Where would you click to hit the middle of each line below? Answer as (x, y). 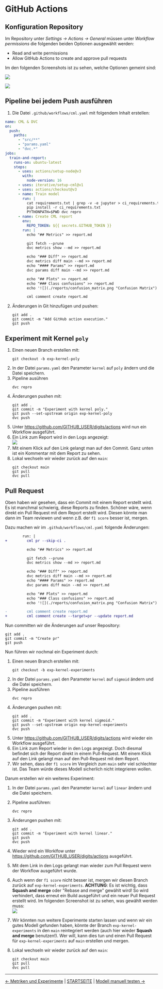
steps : (20, 167)
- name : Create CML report (45, 217)
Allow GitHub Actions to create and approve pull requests (69, 58)
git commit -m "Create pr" (32, 639)
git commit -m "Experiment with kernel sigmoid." (63, 721)
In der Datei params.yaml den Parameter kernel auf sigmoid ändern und (83, 679)
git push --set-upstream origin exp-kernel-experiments (70, 725)
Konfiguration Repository (44, 27)
